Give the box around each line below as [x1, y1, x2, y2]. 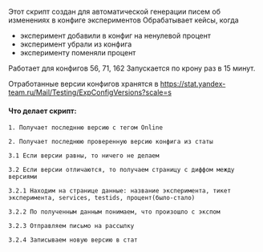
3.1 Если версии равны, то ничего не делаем [8, 152, 160, 160]
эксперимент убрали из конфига [19, 39, 132, 49]
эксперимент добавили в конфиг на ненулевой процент [19, 31, 211, 40]
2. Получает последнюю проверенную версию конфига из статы [8, 138, 214, 146]
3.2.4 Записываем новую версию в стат [8, 236, 138, 244]
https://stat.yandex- [160, 79, 226, 88]
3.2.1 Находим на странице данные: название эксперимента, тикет [8, 187, 231, 195]
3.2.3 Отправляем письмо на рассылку [8, 222, 135, 230]
